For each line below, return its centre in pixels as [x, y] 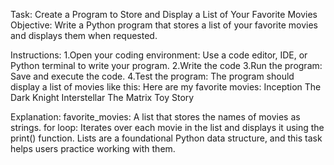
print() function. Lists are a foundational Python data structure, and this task [166, 138]
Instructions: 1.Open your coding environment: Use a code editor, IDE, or [159, 55]
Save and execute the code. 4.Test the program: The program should [152, 76]
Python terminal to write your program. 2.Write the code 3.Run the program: [166, 65]
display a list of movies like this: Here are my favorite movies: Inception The [166, 87]
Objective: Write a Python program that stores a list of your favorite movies [164, 25]
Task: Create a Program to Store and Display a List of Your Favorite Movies [164, 14]
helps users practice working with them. [93, 148]
